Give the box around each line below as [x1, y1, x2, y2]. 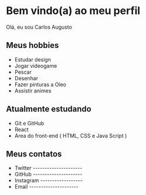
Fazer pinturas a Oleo [14, 81, 67, 88]
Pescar [14, 69, 32, 76]
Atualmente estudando [6, 104, 92, 114]
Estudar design [14, 56, 51, 63]
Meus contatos [6, 149, 62, 159]
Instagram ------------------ [14, 177, 83, 184]
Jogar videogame [14, 62, 57, 69]
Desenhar [14, 74, 39, 81]
